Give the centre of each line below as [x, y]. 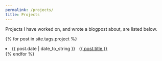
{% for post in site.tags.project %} [41, 39]
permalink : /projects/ [29, 10]
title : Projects [22, 15]
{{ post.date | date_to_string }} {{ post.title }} [60, 48]
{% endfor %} [20, 54]
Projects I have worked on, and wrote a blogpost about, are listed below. [81, 29]
